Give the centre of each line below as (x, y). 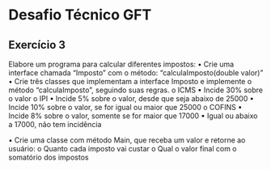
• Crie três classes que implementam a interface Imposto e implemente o (130, 81)
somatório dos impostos (49, 157)
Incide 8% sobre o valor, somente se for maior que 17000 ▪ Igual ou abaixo (133, 116)
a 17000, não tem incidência (55, 124)
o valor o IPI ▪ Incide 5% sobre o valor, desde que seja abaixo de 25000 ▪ (131, 98)
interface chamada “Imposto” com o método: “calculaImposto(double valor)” (136, 73)
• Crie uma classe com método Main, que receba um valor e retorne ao (127, 140)
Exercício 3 (37, 45)
